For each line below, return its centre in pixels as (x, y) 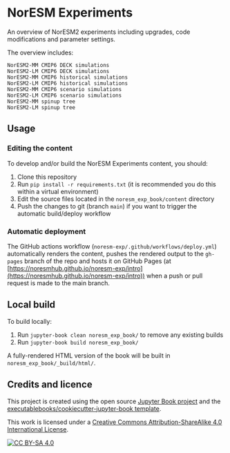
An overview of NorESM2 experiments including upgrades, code (99, 32)
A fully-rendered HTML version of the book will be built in (89, 355)
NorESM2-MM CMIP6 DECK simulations (58, 65)
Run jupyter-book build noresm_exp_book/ (78, 342)
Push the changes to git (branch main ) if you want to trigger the (107, 206)
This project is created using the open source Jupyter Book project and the (114, 401)
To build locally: (29, 321)
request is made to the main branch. (59, 283)
